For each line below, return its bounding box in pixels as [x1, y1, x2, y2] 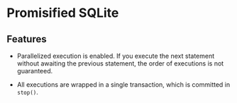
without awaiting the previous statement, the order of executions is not [16, 59, 224, 68]
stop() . [16, 88, 38, 96]
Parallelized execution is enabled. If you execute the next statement [16, 51, 215, 60]
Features [6, 33, 47, 45]
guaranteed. [16, 67, 53, 75]
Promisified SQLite [6, 5, 119, 21]
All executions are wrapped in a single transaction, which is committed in [16, 80, 231, 89]
